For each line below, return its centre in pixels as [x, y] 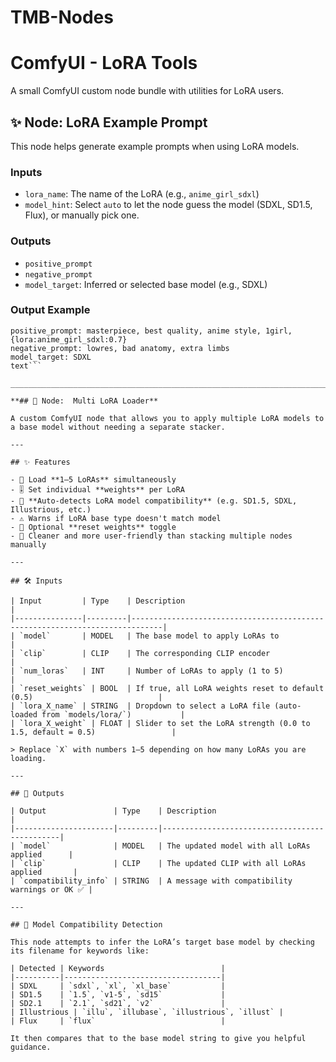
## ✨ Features [40, 462]
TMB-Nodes [62, 17]
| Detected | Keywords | [118, 968]
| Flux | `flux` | [118, 1021]
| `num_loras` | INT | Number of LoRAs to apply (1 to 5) [147, 671]
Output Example [50, 310]
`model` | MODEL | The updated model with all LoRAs [165, 846]
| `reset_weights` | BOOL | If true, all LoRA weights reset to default [167, 688]
